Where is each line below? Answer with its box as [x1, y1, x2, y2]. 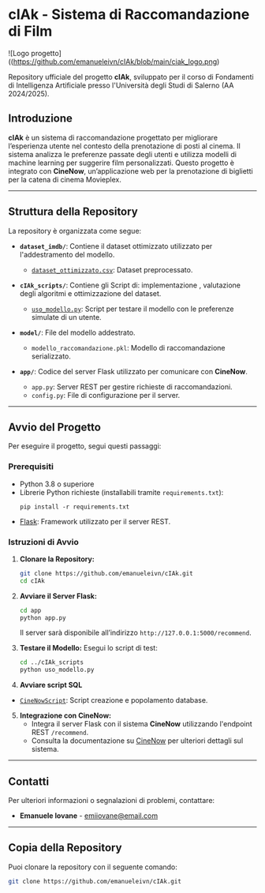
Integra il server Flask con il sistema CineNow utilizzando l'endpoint [31, 719, 252, 729]
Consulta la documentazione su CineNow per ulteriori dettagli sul [31, 736, 244, 745]
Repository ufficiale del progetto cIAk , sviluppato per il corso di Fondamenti [8, 72, 254, 81]
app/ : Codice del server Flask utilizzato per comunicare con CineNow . [19, 366, 248, 376]
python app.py [19, 613, 66, 621]
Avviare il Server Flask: [19, 591, 97, 601]
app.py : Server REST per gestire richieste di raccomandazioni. [31, 381, 233, 392]
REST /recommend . [31, 728, 89, 737]
